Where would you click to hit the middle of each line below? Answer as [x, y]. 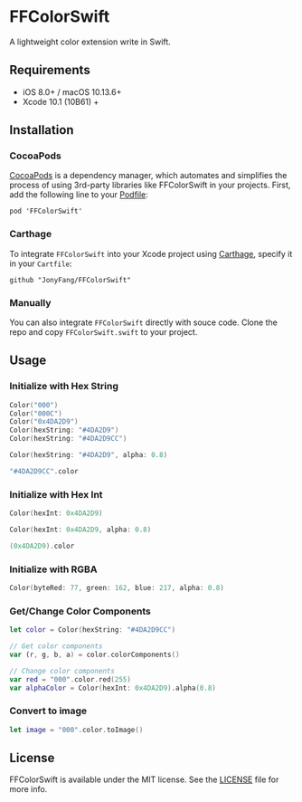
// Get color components [56, 646]
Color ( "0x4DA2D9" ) [44, 422]
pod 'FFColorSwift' [46, 211]
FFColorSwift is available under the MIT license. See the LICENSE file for [144, 779]
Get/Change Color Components [80, 611]
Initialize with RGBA [53, 569]
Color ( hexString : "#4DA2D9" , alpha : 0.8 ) [89, 455]
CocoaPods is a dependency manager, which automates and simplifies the [148, 176]
